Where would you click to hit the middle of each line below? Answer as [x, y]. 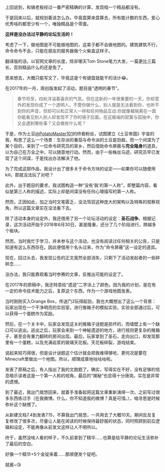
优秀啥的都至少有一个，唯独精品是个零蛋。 [48, 24]
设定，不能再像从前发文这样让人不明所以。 [56, 427]
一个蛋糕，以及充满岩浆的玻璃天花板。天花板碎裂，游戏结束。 [76, 342]
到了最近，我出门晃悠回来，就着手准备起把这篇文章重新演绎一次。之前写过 [80, 392]
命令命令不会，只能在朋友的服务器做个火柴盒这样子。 [59, 51]
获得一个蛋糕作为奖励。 [33, 314]
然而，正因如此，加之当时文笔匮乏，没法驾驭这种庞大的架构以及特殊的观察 [80, 202]
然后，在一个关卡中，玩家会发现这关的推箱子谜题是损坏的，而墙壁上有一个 [80, 324]
